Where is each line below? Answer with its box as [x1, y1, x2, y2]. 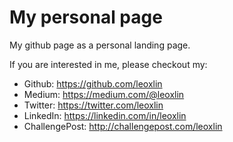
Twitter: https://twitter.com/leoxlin [23, 99, 164, 111]
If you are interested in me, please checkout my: [9, 58, 208, 70]
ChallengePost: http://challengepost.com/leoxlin [23, 120, 223, 132]
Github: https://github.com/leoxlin [23, 77, 163, 90]
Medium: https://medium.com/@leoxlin [23, 88, 185, 100]
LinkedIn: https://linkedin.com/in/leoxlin [23, 109, 187, 121]
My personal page [9, 6, 163, 29]
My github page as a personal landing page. [9, 39, 191, 51]
